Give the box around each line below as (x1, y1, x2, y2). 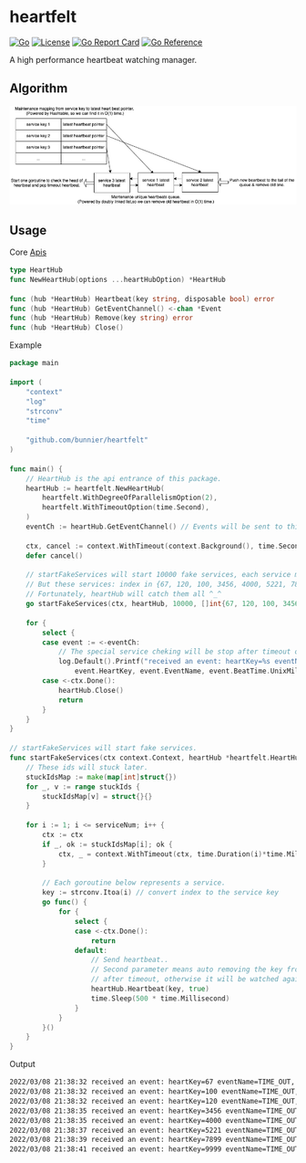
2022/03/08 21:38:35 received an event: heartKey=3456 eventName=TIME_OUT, (9, 1106, 303, 1116)
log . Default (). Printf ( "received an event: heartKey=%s (57, 657, 271, 666)
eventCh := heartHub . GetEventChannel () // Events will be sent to (25, 522, 283, 531)
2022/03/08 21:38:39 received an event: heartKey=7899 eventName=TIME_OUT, (9, 1135, 303, 1145)
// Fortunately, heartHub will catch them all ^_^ (25, 590, 222, 599)
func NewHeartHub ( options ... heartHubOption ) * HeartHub (9, 275, 226, 284)
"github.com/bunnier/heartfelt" (25, 435, 148, 445)
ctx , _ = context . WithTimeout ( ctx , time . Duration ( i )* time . (57, 849, 287, 859)
